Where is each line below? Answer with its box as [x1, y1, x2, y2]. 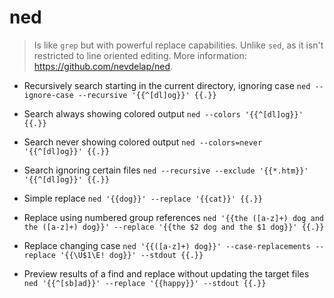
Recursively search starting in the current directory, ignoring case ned [23, 79, 311, 91]
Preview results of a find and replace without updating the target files [23, 267, 310, 280]
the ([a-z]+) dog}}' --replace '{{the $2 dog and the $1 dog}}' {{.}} [23, 222, 325, 232]
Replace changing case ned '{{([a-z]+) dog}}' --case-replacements [23, 239, 312, 251]
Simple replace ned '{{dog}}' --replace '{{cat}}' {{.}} [23, 192, 263, 204]
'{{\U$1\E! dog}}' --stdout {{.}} [60, 250, 204, 260]
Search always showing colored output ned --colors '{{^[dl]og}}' [23, 107, 304, 120]
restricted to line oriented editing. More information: [33, 49, 247, 61]
